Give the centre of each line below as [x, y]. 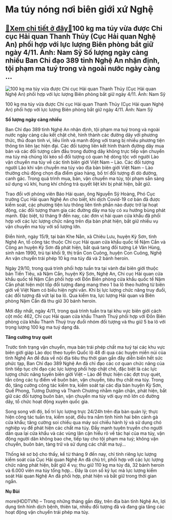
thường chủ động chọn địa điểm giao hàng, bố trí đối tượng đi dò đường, [81, 173]
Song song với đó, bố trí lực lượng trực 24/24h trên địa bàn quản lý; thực [82, 412]
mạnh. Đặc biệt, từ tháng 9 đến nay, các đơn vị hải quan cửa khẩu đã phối [83, 216]
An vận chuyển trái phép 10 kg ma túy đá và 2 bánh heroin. [67, 258]
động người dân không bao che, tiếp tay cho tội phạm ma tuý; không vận [82, 439]
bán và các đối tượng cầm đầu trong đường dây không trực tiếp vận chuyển [85, 151]
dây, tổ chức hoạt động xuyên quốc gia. [47, 402]
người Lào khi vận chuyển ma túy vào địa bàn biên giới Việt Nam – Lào [79, 167]
